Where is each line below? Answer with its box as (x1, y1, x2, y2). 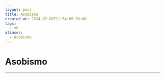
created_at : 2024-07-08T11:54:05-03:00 (5, 16, 87, 21)
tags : (5, 21, 16, 26)
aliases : (5, 30, 23, 35)
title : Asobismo (5, 12, 38, 17)
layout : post (5, 7, 32, 12)
